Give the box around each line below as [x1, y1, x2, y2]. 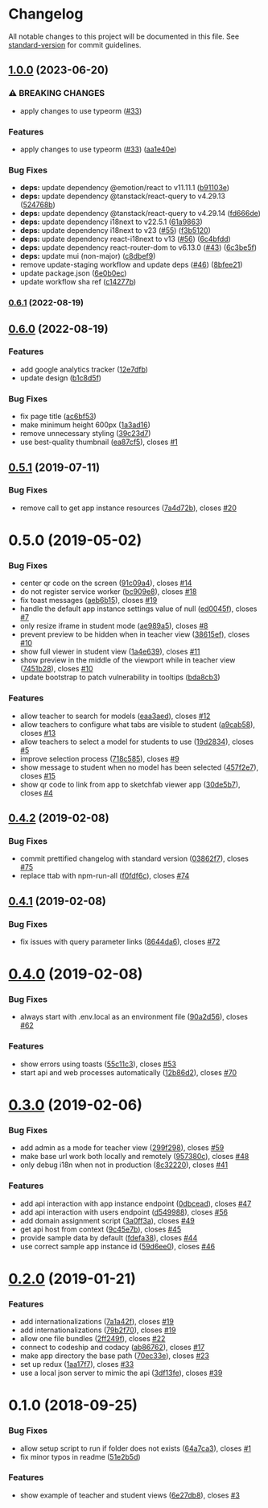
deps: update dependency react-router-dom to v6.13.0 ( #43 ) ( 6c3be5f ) [19, 243, 258, 252]
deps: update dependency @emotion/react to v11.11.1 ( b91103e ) [19, 183, 230, 193]
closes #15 [19, 771, 56, 780]
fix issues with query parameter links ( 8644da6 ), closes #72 [19, 937, 221, 946]
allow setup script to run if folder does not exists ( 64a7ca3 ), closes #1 [19, 1444, 252, 1453]
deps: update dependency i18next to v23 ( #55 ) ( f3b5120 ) [19, 226, 212, 235]
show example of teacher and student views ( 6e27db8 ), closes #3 [19, 1490, 240, 1500]
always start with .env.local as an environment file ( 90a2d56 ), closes [19, 1012, 248, 1022]
